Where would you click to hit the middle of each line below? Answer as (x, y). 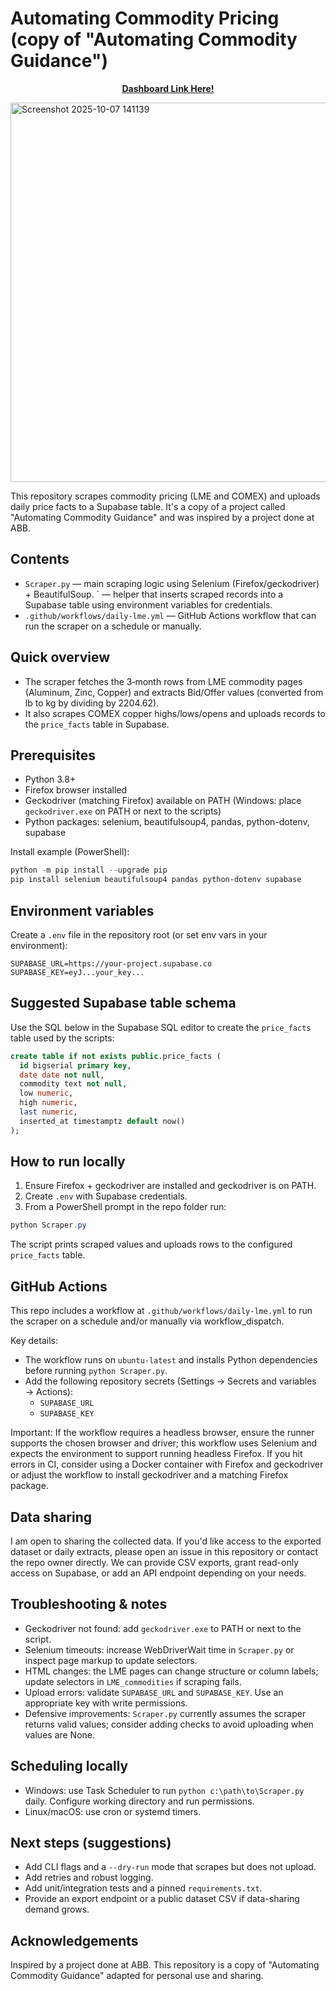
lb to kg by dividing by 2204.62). (92, 703)
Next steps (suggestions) (91, 1842)
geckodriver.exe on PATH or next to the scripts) (123, 811)
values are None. (60, 1734)
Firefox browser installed (76, 790)
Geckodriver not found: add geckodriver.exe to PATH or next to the (163, 1628)
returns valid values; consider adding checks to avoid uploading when (169, 1724)
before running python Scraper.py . (96, 1371)
